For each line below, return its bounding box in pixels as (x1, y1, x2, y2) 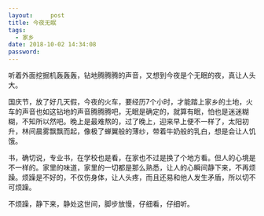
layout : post (8, 11, 65, 20)
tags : (8, 26, 26, 34)
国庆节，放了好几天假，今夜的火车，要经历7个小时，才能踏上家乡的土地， (8, 97, 246, 106)
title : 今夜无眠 (8, 19, 57, 27)
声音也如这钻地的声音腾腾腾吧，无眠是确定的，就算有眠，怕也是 (21, 107, 229, 116)
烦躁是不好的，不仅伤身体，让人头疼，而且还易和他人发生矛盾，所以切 (21, 173, 249, 181)
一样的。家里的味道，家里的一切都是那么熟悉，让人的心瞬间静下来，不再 (14, 163, 249, 172)
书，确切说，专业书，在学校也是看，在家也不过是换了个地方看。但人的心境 (8, 153, 249, 162)
